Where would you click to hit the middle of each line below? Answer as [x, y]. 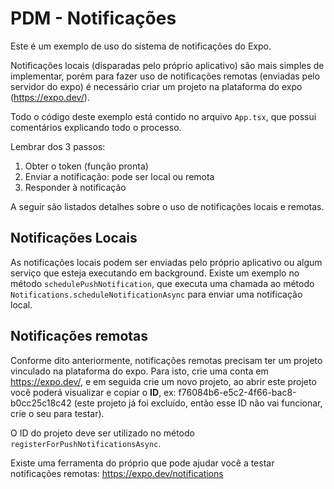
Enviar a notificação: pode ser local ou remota [119, 176]
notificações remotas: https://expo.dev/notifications [117, 473]
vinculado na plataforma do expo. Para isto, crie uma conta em [139, 371]
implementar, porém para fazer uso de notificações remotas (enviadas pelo [165, 76]
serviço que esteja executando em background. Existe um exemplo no [155, 273]
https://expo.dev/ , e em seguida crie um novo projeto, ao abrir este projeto [163, 381]
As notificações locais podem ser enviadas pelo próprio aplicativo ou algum [166, 262]
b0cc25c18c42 [41, 403]
